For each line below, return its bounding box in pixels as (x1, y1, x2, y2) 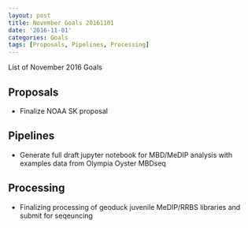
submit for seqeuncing (19, 211, 93, 220)
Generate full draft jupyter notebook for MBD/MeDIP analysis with (19, 150, 233, 159)
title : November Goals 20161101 (8, 19, 114, 27)
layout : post (8, 11, 51, 20)
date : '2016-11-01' (8, 26, 72, 34)
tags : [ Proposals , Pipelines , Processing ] (8, 41, 150, 49)
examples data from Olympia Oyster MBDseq (19, 159, 167, 168)
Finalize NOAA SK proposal (19, 106, 109, 115)
